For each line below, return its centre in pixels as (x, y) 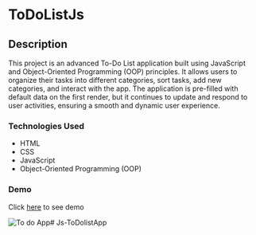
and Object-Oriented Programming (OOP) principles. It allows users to (123, 72)
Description (38, 44)
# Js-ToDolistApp (78, 222)
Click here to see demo (47, 207)
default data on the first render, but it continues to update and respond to (128, 97)
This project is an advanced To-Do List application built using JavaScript (127, 63)
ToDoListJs (47, 15)
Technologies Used (47, 126)
